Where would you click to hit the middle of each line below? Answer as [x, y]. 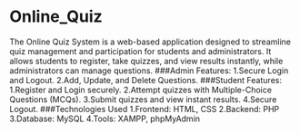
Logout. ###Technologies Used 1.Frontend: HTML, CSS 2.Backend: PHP [145, 109]
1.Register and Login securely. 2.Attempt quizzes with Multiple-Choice [141, 90]
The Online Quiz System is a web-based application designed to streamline [150, 42]
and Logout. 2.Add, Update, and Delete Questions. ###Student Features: [145, 80]
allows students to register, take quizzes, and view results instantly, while [146, 61]
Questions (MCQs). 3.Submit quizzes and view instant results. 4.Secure [143, 99]
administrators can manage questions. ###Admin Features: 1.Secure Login [149, 71]
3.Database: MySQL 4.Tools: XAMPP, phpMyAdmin [105, 119]
